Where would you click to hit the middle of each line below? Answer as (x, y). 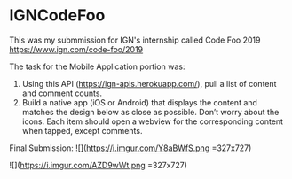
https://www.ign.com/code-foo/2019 (76, 49)
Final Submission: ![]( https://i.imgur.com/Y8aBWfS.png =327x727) (130, 148)
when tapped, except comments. (82, 130)
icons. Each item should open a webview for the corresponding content (153, 121)
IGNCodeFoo (57, 16)
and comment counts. (62, 93)
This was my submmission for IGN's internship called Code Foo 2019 (135, 40)
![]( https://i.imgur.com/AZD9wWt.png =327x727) (99, 165)
